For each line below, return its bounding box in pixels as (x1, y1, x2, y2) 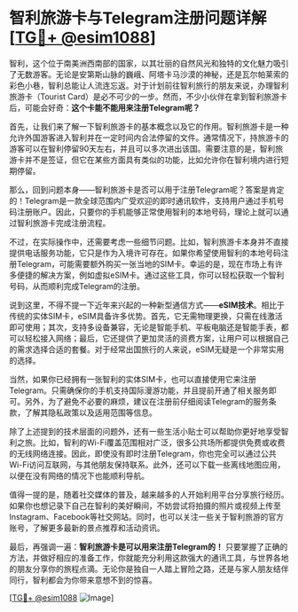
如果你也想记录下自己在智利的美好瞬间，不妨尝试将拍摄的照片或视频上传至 (9, 500, 281, 511)
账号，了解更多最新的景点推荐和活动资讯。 (9, 522, 165, 533)
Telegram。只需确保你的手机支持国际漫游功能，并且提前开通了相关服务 (9, 385, 269, 396)
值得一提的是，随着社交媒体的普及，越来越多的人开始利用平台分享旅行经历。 (9, 489, 289, 499)
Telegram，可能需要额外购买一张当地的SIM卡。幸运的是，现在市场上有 (16, 258, 276, 269)
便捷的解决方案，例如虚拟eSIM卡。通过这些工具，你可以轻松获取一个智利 (16, 270, 285, 280)
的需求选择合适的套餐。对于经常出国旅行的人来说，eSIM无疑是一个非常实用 (9, 343, 285, 355)
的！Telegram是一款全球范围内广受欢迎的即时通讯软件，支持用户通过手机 (9, 195, 277, 206)
